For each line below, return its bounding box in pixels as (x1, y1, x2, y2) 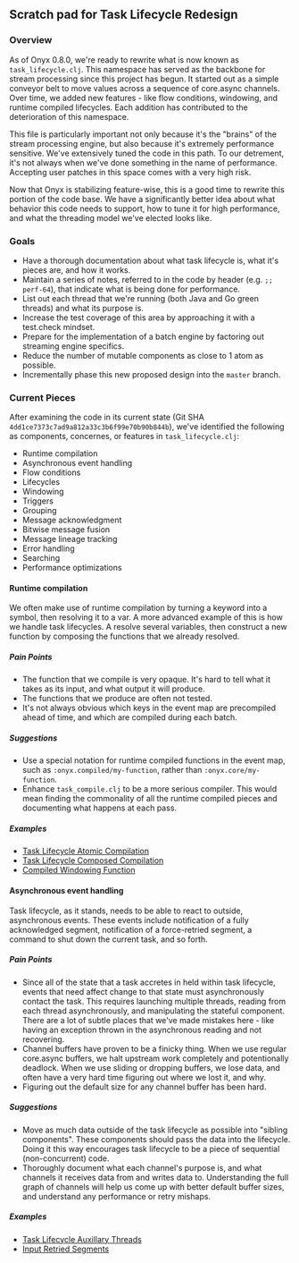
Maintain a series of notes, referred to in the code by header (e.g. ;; (21, 274, 274, 284)
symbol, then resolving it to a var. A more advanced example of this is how (9, 612, 283, 623)
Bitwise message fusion (21, 524, 111, 535)
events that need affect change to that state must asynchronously (21, 986, 265, 996)
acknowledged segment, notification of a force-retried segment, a (9, 924, 253, 935)
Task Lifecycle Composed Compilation (21, 855, 164, 866)
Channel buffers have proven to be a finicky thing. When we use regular (21, 1043, 287, 1054)
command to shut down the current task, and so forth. (9, 934, 208, 945)
